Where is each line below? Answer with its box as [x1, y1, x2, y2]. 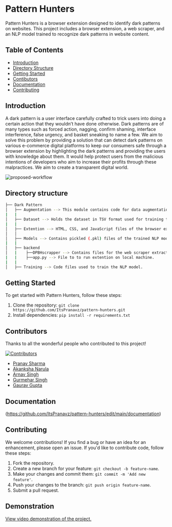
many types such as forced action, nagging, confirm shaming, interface [5, 126, 156, 132]
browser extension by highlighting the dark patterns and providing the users [5, 148, 166, 154]
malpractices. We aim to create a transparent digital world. [5, 164, 129, 170]
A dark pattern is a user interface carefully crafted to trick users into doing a [5, 115, 166, 121]
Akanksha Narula [12, 366, 49, 372]
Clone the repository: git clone [12, 302, 79, 308]
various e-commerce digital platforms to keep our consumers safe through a [5, 142, 166, 149]
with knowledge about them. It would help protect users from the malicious [5, 153, 164, 159]
